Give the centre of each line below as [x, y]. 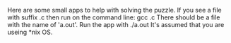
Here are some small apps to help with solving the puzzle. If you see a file [114, 10]
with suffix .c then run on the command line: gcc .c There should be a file [114, 17]
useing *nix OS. [30, 32]
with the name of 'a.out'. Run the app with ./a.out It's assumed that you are [116, 25]
